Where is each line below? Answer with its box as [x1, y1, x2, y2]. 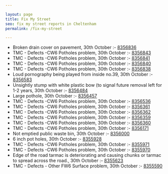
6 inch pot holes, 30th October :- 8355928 [12, 136, 102, 142]
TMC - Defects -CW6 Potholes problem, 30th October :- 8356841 [12, 55, 150, 61]
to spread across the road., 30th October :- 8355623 [12, 158, 123, 164]
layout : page [5, 12, 33, 17]
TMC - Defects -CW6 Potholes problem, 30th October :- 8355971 [12, 142, 150, 148]
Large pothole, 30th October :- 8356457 [12, 93, 97, 99]
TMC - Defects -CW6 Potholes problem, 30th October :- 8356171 [12, 125, 149, 131]
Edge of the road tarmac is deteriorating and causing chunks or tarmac [12, 152, 161, 158]
